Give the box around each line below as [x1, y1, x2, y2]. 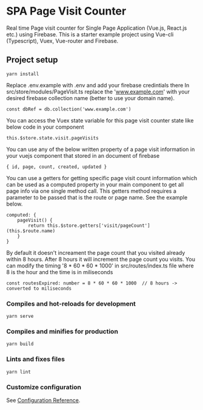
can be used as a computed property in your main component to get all [6, 181, 184, 188]
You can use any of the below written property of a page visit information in [6, 146, 195, 153]
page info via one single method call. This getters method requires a [6, 187, 177, 195]
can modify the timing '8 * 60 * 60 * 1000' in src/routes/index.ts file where [6, 262, 194, 269]
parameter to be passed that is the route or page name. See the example [6, 193, 188, 201]
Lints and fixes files [6, 355, 65, 363]
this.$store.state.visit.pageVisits [6, 135, 99, 141]
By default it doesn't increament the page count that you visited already [6, 249, 185, 256]
